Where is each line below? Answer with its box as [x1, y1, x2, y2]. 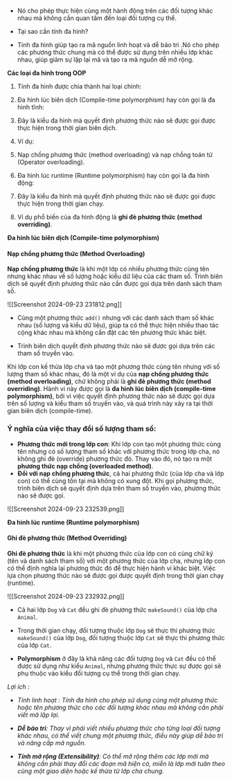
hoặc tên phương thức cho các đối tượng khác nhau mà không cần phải [17, 703, 224, 711]
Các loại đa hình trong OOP [7, 69, 87, 77]
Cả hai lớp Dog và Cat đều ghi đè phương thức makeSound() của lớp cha [17, 606, 217, 614]
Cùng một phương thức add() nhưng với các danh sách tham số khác [17, 313, 215, 322]
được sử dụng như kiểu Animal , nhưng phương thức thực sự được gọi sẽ [17, 662, 222, 670]
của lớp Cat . [17, 641, 52, 649]
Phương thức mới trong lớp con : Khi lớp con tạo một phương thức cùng [17, 439, 222, 448]
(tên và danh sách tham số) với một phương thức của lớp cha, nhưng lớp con [7, 556, 225, 565]
